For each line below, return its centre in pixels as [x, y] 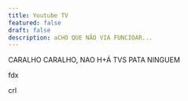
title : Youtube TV [38, 15]
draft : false [29, 30]
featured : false [35, 23]
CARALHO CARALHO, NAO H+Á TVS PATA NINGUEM [94, 60]
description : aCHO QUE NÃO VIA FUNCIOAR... [81, 37]
